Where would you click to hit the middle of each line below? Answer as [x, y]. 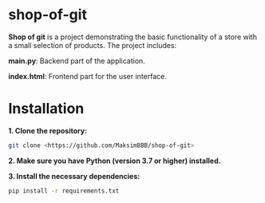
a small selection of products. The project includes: [93, 45]
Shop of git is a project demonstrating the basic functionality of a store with [133, 37]
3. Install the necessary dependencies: [74, 176]
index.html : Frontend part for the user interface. [88, 76]
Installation [46, 109]
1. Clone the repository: [48, 130]
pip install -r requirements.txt [64, 191]
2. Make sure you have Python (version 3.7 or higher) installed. [115, 161]
